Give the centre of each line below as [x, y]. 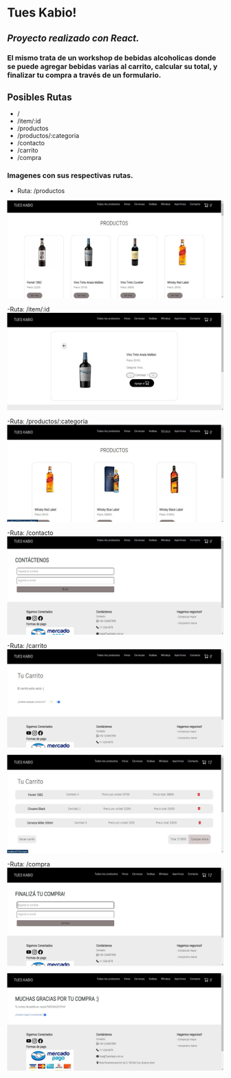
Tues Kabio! [42, 13]
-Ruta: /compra [29, 864]
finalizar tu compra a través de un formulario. [84, 75]
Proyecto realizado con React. [73, 38]
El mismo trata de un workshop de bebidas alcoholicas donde [112, 58]
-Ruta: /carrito [27, 646]
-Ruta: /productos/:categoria [47, 421]
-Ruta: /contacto [30, 533]
